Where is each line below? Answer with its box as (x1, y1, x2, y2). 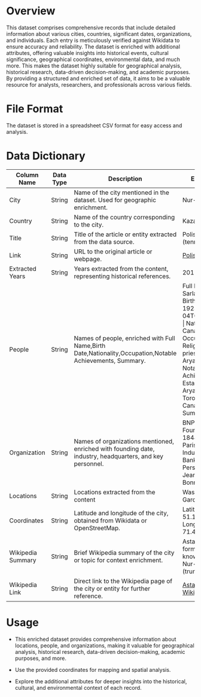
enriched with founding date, (74, 444, 155, 453)
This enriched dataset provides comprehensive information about (14, 635, 176, 643)
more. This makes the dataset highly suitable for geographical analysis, (6, 62, 182, 69)
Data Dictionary (6, 149, 86, 163)
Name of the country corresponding (74, 213, 175, 221)
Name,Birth (74, 341, 106, 350)
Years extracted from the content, (74, 264, 169, 273)
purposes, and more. (14, 655, 67, 662)
